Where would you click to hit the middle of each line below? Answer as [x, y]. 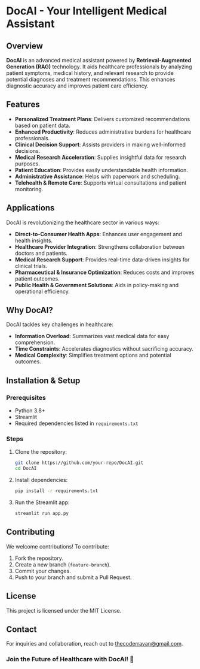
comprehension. [35, 342]
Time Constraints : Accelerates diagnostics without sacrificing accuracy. [104, 349]
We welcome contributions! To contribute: [58, 546]
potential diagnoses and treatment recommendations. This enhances [91, 79]
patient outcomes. [37, 278]
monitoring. [29, 189]
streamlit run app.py [41, 514]
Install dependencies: [41, 480]
